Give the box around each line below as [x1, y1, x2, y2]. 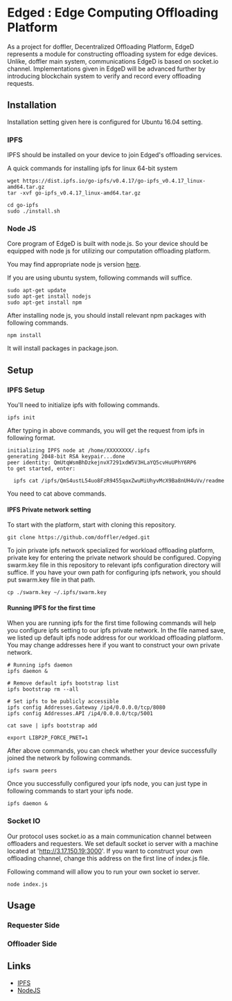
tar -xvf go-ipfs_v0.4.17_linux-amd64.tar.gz [7, 190, 141, 197]
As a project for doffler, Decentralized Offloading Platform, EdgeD [7, 42, 195, 51]
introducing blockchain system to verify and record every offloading [7, 71, 202, 80]
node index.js [7, 881, 48, 887]
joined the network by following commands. [7, 754, 132, 762]
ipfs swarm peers [7, 767, 57, 775]
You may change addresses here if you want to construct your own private [7, 641, 220, 649]
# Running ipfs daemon [7, 662, 73, 669]
